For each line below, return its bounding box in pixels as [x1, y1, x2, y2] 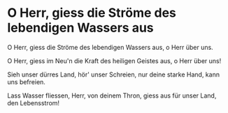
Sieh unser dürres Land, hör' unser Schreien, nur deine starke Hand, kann [7, 70, 220, 79]
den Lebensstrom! [7, 98, 60, 107]
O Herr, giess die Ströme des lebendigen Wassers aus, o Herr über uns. [7, 43, 213, 51]
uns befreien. [7, 77, 45, 86]
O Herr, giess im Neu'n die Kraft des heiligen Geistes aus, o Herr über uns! [7, 56, 222, 65]
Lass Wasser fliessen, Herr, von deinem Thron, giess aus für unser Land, [7, 91, 217, 100]
